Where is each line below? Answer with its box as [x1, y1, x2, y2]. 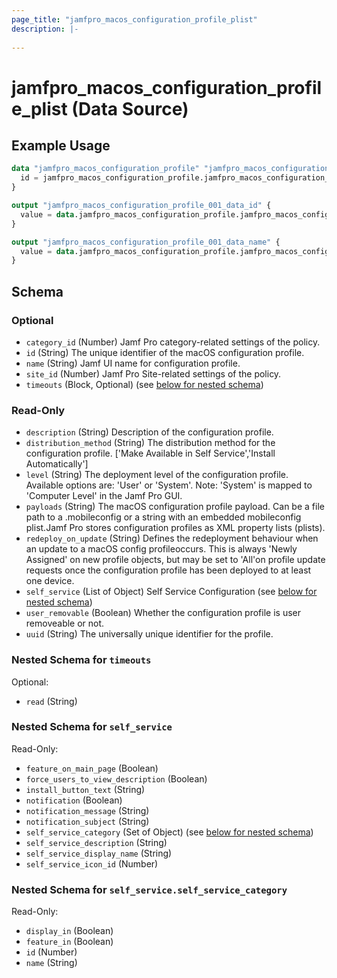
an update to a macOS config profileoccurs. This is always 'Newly [25, 543, 298, 555]
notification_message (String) [25, 804, 150, 816]
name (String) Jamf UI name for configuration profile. [25, 357, 241, 369]
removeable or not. [25, 617, 105, 630]
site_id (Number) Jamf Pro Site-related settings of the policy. [25, 367, 282, 380]
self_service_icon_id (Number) [25, 857, 159, 870]
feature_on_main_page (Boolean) [25, 762, 159, 774]
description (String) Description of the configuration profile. [25, 426, 274, 438]
